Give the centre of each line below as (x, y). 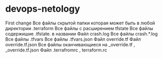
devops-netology (43, 9)
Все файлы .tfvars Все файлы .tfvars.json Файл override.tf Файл (73, 39)
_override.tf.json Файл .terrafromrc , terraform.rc (56, 50)
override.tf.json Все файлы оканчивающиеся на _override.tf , (70, 44)
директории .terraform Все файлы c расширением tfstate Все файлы (79, 28)
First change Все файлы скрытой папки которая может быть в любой (80, 23)
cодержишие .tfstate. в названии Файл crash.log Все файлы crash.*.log (81, 34)
